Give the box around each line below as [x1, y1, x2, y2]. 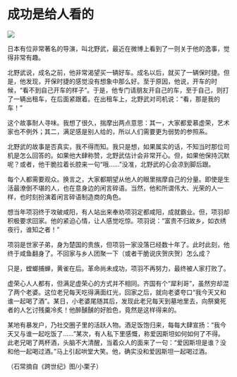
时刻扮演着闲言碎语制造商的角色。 [25, 192, 125, 201]
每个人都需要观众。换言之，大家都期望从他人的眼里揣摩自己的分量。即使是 [7, 174, 224, 184]
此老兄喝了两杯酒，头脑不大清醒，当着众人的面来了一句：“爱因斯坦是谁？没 [7, 338, 227, 347]
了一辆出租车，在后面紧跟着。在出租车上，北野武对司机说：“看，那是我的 [7, 95, 221, 103]
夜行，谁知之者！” [7, 225, 60, 234]
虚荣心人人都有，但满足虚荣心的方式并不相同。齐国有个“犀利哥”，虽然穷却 [7, 279, 224, 287]
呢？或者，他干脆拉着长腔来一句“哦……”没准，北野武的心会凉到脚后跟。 [7, 160, 215, 168]
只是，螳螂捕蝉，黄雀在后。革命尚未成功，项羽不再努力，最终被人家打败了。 [7, 264, 230, 273]
